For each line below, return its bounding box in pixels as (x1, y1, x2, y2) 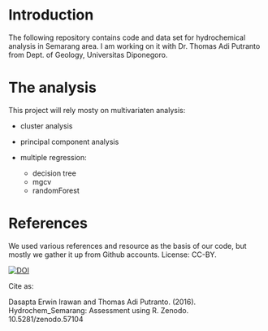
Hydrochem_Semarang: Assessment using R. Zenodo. (8, 305, 189, 315)
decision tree (32, 168, 77, 178)
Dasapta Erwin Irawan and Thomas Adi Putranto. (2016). (8, 297, 197, 307)
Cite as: (8, 281, 34, 290)
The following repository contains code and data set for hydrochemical (8, 33, 246, 42)
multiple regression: (19, 152, 87, 162)
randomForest (32, 185, 80, 195)
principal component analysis (19, 137, 119, 146)
